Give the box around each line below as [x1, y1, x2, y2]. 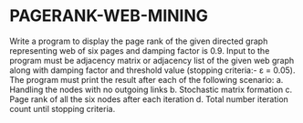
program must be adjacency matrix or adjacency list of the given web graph [9, 55, 295, 66]
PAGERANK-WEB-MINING [9, 5, 208, 26]
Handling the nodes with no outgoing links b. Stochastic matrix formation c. [9, 84, 293, 95]
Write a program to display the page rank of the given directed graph [9, 36, 268, 46]
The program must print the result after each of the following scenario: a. [9, 74, 284, 85]
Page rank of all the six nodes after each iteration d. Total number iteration [9, 93, 289, 105]
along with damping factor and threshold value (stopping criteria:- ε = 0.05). [9, 65, 296, 76]
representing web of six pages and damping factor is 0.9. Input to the [9, 45, 270, 56]
